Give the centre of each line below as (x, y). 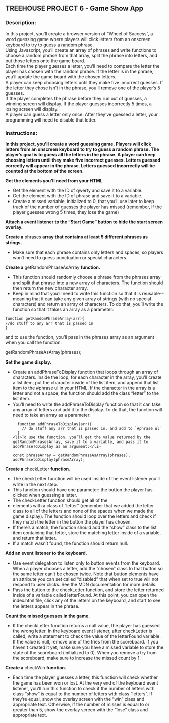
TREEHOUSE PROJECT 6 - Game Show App (74, 8)
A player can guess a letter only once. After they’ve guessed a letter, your (81, 114)
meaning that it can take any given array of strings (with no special (82, 299)
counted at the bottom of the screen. (45, 171)
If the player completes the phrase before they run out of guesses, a (76, 98)
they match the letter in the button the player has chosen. (72, 521)
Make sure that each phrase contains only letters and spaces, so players (88, 252)
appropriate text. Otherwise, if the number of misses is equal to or (81, 704)
